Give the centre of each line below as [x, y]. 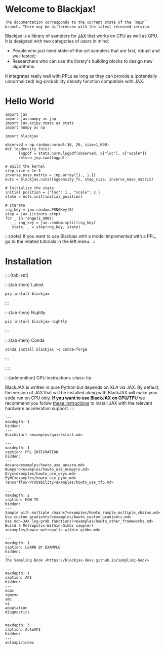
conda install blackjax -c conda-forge [46, 349]
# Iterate [15, 205]
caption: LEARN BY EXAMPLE [33, 547]
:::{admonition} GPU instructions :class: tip [48, 377]
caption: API [19, 577]
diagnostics [17, 612]
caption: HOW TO [22, 500]
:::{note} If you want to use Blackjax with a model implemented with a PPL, [81, 236]
